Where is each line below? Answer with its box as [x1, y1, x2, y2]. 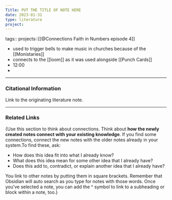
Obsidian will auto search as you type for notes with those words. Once [5, 178, 156, 184]
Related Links [5, 114, 40, 121]
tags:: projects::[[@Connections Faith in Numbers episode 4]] [5, 36, 135, 42]
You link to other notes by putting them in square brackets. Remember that [5, 172, 163, 179]
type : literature [5, 17, 42, 22]
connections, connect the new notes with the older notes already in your [5, 137, 158, 143]
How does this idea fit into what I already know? [12, 152, 114, 158]
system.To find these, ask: [5, 142, 61, 148]
